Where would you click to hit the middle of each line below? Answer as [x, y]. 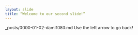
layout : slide [19, 9]
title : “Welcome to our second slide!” [45, 14]
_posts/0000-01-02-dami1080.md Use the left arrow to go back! [69, 27]
